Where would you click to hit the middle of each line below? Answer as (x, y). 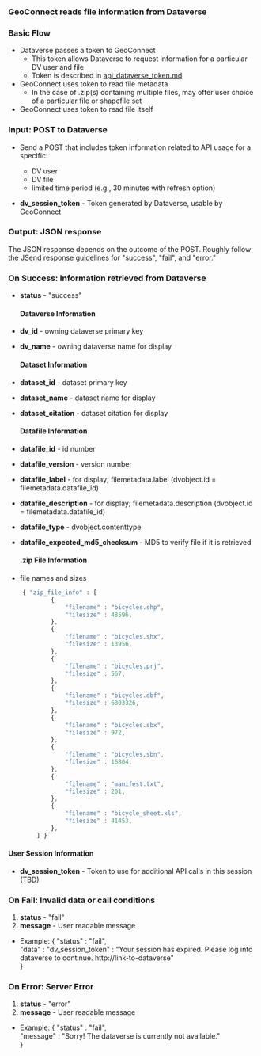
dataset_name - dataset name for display (87, 398)
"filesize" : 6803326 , (102, 703)
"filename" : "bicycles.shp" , (114, 607)
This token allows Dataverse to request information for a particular (139, 59)
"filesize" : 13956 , (98, 644)
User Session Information (51, 853)
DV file (42, 179)
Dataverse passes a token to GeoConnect (87, 51)
